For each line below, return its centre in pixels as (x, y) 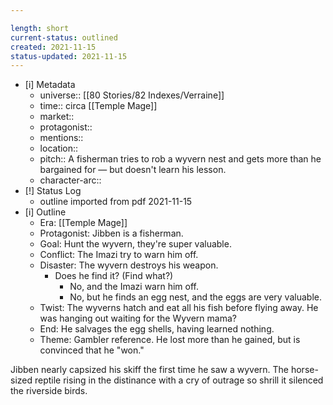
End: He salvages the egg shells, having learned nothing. (157, 329)
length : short (40, 28)
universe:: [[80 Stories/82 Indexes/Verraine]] (132, 95)
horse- (304, 370)
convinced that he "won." (92, 350)
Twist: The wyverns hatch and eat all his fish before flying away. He (179, 308)
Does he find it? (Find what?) (114, 276)
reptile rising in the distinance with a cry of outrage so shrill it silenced (179, 380)
